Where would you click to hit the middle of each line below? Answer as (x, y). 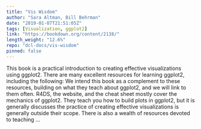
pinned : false (24, 51)
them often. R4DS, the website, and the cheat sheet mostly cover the (92, 93)
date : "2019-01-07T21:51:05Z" (44, 23)
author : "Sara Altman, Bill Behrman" (54, 17)
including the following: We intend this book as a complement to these (93, 81)
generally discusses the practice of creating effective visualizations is (93, 107)
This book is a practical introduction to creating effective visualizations (94, 68)
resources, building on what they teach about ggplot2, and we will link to (96, 87)
